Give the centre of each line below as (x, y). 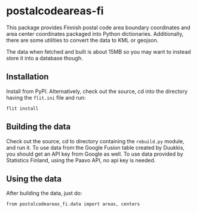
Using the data (34, 179)
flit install (22, 109)
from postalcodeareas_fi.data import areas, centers (73, 204)
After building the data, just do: (44, 193)
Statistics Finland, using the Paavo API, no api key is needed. (81, 160)
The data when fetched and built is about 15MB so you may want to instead (98, 51)
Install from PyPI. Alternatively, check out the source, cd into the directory (97, 91)
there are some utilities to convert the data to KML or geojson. (82, 40)
